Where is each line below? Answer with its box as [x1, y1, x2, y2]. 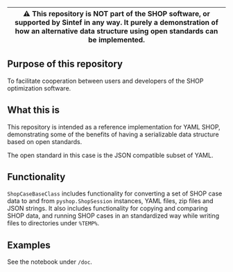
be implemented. [87, 35, 146, 45]
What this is [7, 104, 60, 116]
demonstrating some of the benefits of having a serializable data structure [7, 130, 220, 138]
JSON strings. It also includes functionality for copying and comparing [7, 205, 208, 213]
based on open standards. [7, 137, 83, 145]
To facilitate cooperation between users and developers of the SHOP [7, 77, 204, 85]
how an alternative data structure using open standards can [15, 26, 218, 35]
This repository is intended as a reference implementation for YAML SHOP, [7, 122, 221, 131]
